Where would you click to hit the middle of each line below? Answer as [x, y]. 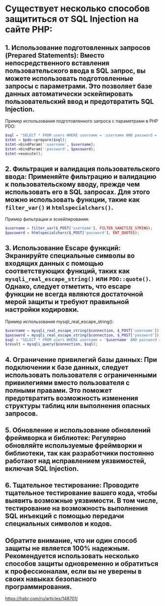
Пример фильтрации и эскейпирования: [47, 219]
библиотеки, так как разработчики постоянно [80, 453]
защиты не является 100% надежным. [68, 548]
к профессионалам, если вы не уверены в [73, 571]
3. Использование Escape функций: [63, 248]
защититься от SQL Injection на [72, 19]
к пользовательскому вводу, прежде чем [72, 184]
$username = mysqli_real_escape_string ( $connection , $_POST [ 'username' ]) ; [83, 330]
